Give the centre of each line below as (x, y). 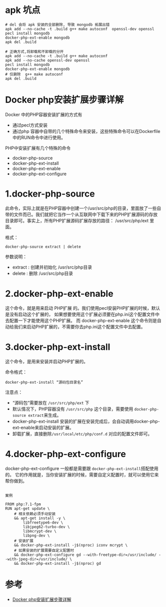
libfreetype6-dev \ (43, 522)
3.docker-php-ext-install (58, 347)
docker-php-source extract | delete (43, 247)
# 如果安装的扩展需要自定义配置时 (44, 550)
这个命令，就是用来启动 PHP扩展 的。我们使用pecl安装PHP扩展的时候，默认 (83, 308)
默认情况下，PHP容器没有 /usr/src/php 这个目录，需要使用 (73, 409)
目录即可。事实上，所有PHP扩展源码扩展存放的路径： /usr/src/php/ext (77, 220)
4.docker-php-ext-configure (66, 454)
